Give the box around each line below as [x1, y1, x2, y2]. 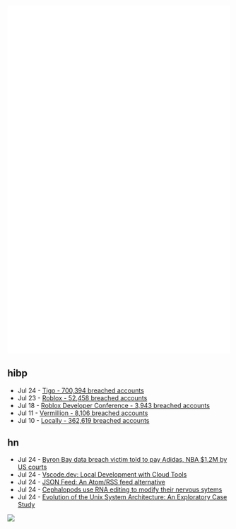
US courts [17, 463, 47, 472]
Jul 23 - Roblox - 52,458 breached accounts [17, 393, 148, 402]
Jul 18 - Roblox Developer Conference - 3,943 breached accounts [17, 401, 211, 409]
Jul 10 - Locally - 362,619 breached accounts [17, 416, 150, 424]
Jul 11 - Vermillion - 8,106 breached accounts [17, 409, 148, 417]
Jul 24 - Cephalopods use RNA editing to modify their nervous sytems [17, 485, 223, 494]
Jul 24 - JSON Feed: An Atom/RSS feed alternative [17, 478, 166, 487]
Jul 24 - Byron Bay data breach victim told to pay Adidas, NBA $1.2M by [17, 455, 228, 464]
